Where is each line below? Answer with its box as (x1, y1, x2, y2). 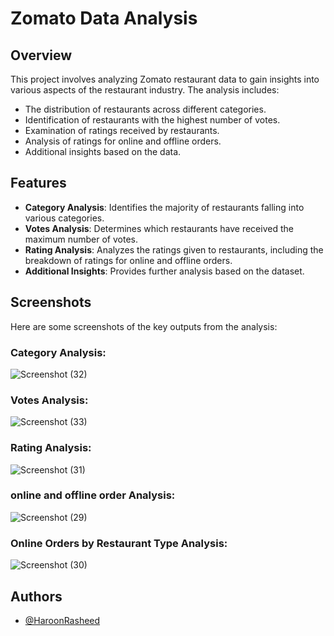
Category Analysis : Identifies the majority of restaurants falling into (24, 201, 305, 213)
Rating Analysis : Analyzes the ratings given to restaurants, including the (24, 243, 324, 256)
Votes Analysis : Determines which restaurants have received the (24, 222, 294, 234)
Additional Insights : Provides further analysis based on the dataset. (24, 265, 305, 277)
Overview (10, 47, 73, 64)
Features (10, 175, 67, 192)
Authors (10, 588, 63, 605)
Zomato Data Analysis (10, 7, 198, 30)
